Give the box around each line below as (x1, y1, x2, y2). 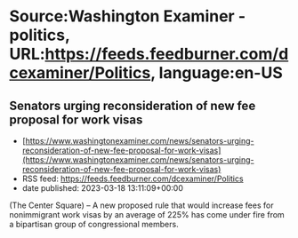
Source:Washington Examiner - (9, 6, 246, 27)
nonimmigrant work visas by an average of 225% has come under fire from (9, 210, 285, 219)
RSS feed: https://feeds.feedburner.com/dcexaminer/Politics (21, 173, 244, 184)
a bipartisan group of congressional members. (9, 219, 180, 229)
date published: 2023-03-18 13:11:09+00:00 (21, 183, 184, 193)
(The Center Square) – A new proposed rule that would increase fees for (9, 200, 274, 210)
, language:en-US (149, 63, 283, 83)
